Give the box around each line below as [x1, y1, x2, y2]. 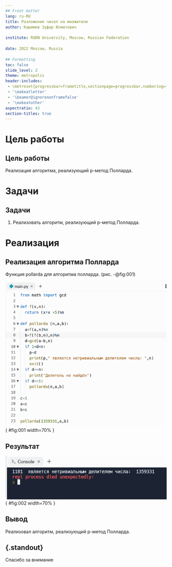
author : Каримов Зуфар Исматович [5, 25, 77, 30]
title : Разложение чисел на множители [5, 19, 88, 24]
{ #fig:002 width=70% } [5, 500, 56, 506]
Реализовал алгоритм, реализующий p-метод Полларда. [5, 528, 131, 535]
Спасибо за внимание [5, 557, 54, 563]
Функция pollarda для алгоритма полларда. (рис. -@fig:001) [5, 271, 136, 278]
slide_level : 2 [5, 68, 38, 73]
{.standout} [5, 543, 44, 552]
